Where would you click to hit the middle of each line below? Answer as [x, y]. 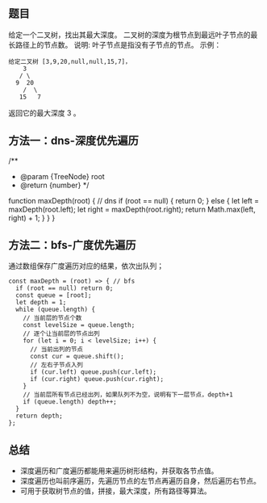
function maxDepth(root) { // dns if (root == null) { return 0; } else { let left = [134, 200]
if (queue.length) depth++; [70, 402]
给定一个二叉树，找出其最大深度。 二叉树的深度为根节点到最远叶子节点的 [129, 35]
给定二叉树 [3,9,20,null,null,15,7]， [70, 61]
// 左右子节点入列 [56, 365]
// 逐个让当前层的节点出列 [61, 334]
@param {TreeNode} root [62, 176]
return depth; [39, 416]
